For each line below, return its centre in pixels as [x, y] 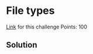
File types [30, 11]
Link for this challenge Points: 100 [47, 27]
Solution [22, 45]
